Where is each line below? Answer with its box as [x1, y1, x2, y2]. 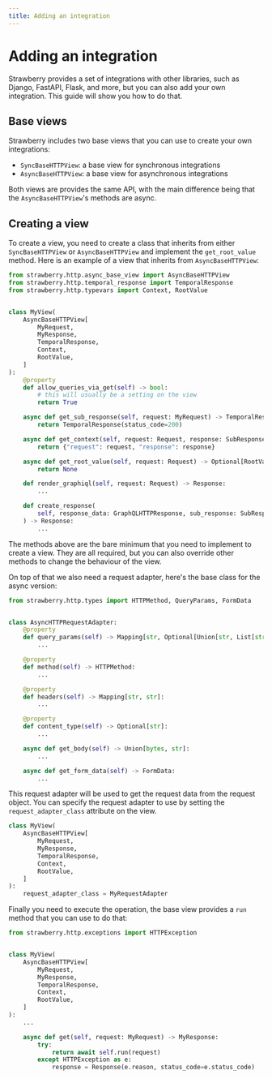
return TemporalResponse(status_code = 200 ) [37, 421, 183, 429]
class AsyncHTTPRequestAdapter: [8, 618, 117, 626]
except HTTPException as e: [37, 1055, 132, 1064]
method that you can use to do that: [8, 913, 128, 923]
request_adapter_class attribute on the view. [8, 806, 157, 816]
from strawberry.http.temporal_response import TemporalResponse [8, 279, 233, 287]
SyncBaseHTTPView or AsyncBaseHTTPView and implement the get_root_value [8, 247, 257, 256]
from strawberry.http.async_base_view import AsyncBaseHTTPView [8, 271, 230, 280]
